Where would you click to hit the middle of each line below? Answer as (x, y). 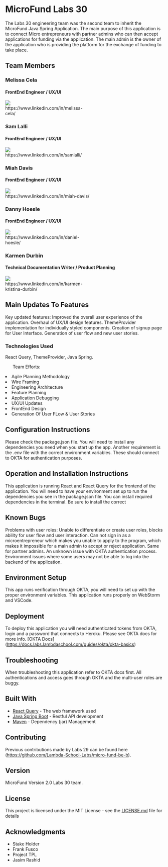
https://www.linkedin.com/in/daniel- (42, 237)
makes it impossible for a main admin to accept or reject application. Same (82, 546)
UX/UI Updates (27, 403)
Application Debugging (35, 398)
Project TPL (25, 854)
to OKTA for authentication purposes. (44, 458)
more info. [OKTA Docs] (30, 639)
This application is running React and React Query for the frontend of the (80, 486)
